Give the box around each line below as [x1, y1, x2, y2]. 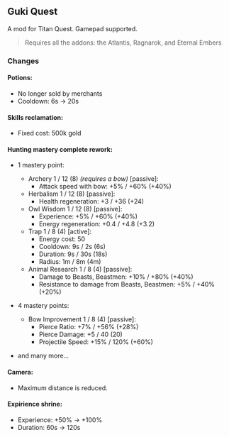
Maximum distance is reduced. [17, 383, 108, 392]
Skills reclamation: [7, 113, 64, 121]
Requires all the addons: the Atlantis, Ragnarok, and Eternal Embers [24, 38, 222, 47]
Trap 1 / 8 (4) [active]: [28, 227, 92, 236]
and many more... [17, 351, 69, 360]
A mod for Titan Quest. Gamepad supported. [7, 24, 138, 33]
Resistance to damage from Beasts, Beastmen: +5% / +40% [38, 280, 215, 289]
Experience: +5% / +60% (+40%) [38, 212, 138, 221]
